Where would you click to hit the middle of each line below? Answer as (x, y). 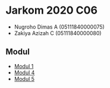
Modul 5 (24, 78)
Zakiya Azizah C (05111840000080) (58, 33)
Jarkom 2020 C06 (51, 10)
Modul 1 (24, 66)
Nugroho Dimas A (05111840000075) (59, 27)
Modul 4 (24, 73)
